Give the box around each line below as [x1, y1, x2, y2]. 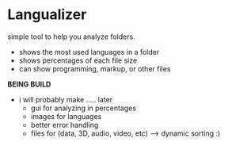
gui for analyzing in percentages [30, 103, 136, 113]
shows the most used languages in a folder [18, 47, 160, 56]
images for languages [30, 111, 102, 121]
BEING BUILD [7, 79, 51, 89]
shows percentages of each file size [18, 56, 138, 65]
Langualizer [7, 6, 87, 24]
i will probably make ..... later [18, 94, 112, 104]
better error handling [30, 120, 99, 129]
